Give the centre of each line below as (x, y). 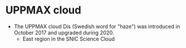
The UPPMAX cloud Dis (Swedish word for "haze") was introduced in (97, 26)
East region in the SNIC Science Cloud (69, 39)
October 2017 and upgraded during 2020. (64, 32)
